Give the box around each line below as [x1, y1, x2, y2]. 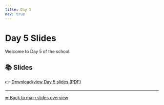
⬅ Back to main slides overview [5, 95, 69, 101]
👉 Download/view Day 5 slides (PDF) [5, 79, 82, 85]
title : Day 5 [5, 7, 32, 12]
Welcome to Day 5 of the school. [5, 49, 71, 54]
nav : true [5, 12, 25, 17]
